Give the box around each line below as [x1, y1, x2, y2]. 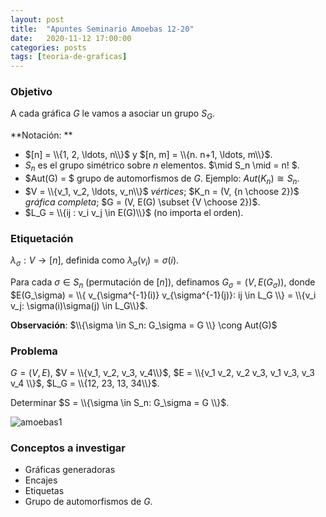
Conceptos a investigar [10, 441, 126, 455]
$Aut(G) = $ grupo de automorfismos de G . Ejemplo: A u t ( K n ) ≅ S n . [24, 172, 300, 186]
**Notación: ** [10, 129, 73, 141]
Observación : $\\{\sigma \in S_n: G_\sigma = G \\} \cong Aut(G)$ [10, 319, 278, 331]
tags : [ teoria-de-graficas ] [10, 52, 128, 62]
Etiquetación [10, 231, 74, 245]
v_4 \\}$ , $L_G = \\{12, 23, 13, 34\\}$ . [10, 377, 160, 389]
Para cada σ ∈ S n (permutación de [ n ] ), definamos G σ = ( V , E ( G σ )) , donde [10, 276, 316, 290]
